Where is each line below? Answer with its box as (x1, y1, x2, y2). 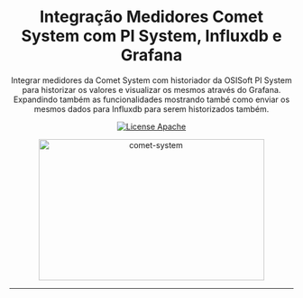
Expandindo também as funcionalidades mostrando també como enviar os (13, 94, 290, 105)
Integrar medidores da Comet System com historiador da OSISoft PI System (11, 74, 292, 86)
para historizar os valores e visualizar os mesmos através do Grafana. (22, 84, 281, 95)
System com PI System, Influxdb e (21, 26, 282, 46)
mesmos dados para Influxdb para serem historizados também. (33, 103, 270, 114)
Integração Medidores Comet (39, 6, 264, 27)
